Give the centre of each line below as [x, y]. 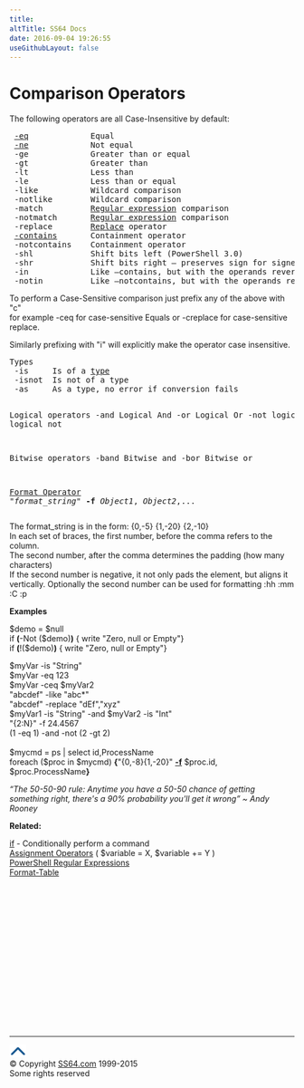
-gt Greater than [81, 164]
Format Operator [45, 492]
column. [24, 546]
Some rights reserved [50, 1074]
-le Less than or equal [95, 182]
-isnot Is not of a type [71, 380]
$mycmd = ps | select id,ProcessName [81, 753]
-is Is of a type [62, 371]
